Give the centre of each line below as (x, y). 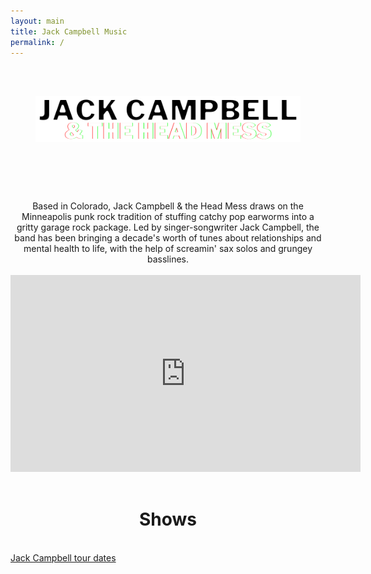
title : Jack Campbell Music (69, 31)
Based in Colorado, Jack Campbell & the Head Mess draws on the (168, 206)
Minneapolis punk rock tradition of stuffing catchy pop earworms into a (168, 216)
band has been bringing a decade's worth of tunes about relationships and (168, 237)
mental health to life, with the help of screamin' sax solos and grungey (168, 248)
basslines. (168, 259)
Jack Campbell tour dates (63, 557)
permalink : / (37, 42)
